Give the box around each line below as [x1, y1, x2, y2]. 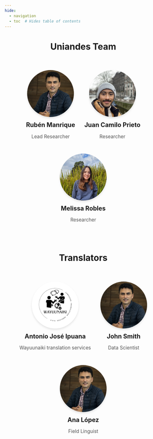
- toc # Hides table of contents [9, 19, 81, 24]
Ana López [67, 415, 99, 424]
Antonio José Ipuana [24, 332, 86, 340]
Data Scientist [108, 344, 140, 351]
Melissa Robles [61, 204, 106, 213]
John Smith [106, 332, 141, 340]
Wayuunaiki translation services [19, 344, 91, 351]
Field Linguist [68, 428, 99, 434]
